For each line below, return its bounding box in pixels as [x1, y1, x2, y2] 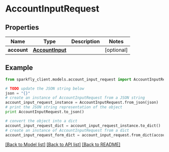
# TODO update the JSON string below [5, 86, 84, 91]
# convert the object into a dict [5, 118, 78, 123]
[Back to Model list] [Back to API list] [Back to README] [5, 141, 121, 147]
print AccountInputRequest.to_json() [5, 109, 84, 115]
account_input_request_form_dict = [5, 132, 80, 137]
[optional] [105, 46, 128, 53]
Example [5, 63, 33, 72]
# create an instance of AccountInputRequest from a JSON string [5, 95, 145, 101]
